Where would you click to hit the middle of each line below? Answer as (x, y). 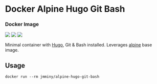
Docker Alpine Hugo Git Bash (65, 9)
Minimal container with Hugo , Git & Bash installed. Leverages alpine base (79, 45)
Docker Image (22, 24)
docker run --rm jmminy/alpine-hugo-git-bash (52, 77)
